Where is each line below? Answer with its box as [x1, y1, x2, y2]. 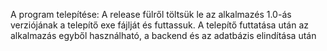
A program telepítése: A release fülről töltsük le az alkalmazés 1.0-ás [10, 9, 292, 20]
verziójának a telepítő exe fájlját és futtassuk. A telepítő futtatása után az [10, 19, 309, 31]
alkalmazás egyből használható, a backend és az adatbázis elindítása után [10, 30, 317, 41]
